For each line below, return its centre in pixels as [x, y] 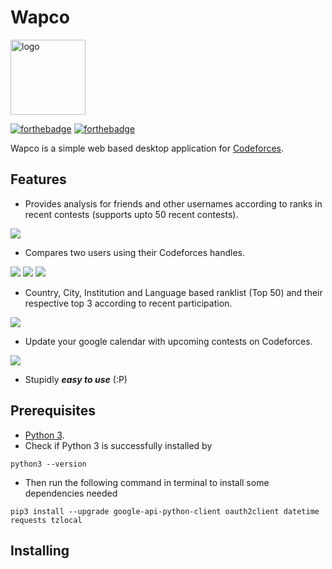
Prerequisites [53, 411]
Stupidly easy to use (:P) [76, 379]
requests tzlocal [46, 520]
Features [38, 179]
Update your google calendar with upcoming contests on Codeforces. [168, 341]
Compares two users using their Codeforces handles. [135, 252]
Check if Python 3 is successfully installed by [118, 445]
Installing [40, 550]
